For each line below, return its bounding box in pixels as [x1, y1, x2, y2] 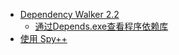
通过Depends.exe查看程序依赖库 [34, 20, 169, 32]
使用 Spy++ [19, 33, 68, 44]
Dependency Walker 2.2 [19, 9, 120, 20]
